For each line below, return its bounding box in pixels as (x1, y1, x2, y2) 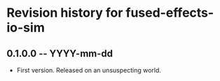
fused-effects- (125, 5, 214, 21)
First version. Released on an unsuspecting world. (16, 66, 162, 74)
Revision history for (6, 5, 123, 21)
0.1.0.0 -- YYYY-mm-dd (6, 47, 114, 59)
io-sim (6, 20, 45, 36)
